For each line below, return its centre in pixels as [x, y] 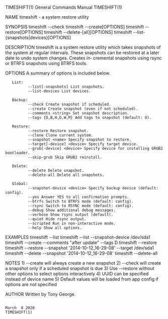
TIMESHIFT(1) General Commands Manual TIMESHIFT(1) [64, 7]
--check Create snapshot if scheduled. [69, 104]
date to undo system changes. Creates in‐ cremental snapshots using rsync [83, 58]
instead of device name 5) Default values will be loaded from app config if [82, 279]
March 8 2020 [20, 308]
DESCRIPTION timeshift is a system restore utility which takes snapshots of [83, 47]
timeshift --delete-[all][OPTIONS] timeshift [88, 32]
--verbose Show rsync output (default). [70, 215]
